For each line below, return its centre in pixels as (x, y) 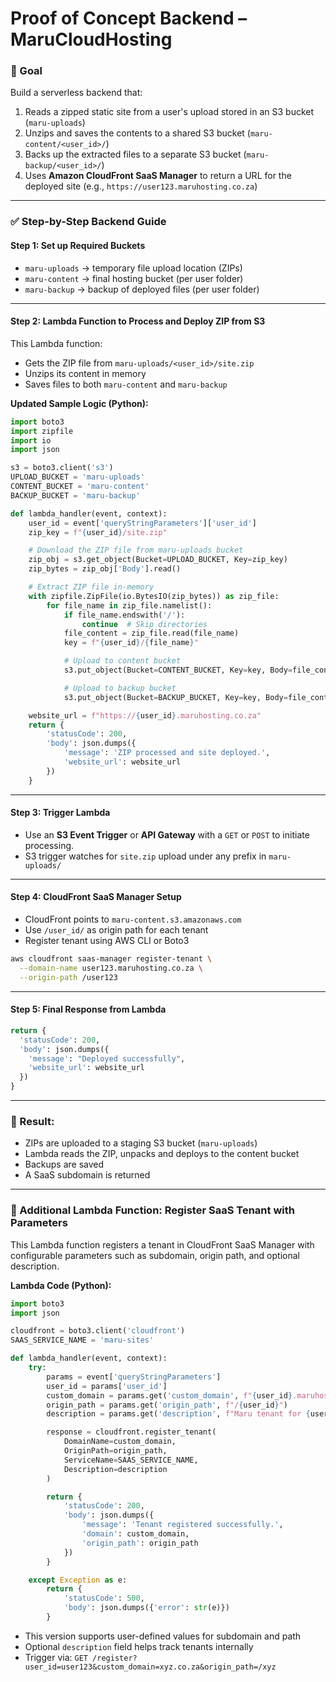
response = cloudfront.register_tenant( (131, 1432)
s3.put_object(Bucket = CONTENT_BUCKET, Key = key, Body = (178, 670)
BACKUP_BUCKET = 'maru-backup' (75, 495)
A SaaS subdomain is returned (87, 1175)
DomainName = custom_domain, (120, 1442)
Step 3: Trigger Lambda (60, 813)
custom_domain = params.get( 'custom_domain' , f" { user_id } (169, 1395)
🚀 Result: (32, 1121)
